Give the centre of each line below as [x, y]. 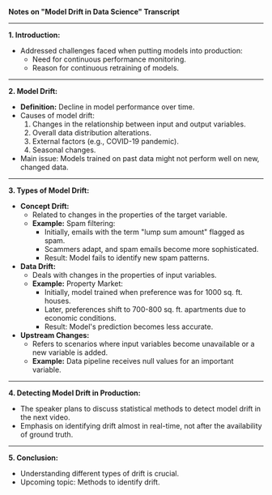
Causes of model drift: [57, 115]
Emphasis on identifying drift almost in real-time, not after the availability [141, 426]
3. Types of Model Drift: [49, 190]
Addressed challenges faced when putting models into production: [131, 51]
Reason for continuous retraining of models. [106, 68]
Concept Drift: [45, 206]
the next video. [45, 417]
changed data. [44, 167]
